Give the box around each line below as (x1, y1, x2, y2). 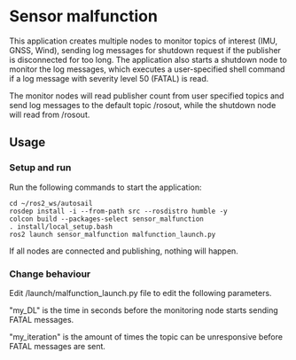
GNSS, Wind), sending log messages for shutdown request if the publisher (9, 44, 282, 55)
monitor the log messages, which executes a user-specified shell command (9, 64, 285, 74)
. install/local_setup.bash (9, 222, 113, 231)
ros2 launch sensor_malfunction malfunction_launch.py (9, 230, 216, 239)
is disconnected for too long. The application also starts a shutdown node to (9, 54, 288, 65)
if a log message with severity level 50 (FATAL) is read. (9, 73, 209, 83)
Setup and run (9, 161, 72, 174)
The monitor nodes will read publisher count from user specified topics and (9, 90, 284, 101)
